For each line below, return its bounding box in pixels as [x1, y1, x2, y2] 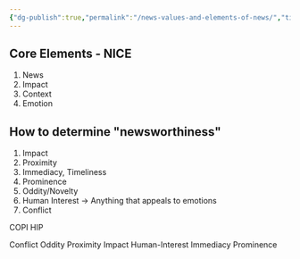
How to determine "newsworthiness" [9, 124, 221, 139]
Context [21, 88, 52, 99]
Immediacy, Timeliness [21, 167, 107, 178]
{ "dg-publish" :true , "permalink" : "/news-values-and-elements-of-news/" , [9, 13, 281, 22]
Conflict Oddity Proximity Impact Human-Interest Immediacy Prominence [9, 239, 278, 250]
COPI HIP [9, 222, 44, 233]
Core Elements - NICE [9, 46, 132, 62]
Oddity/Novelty [21, 186, 79, 196]
